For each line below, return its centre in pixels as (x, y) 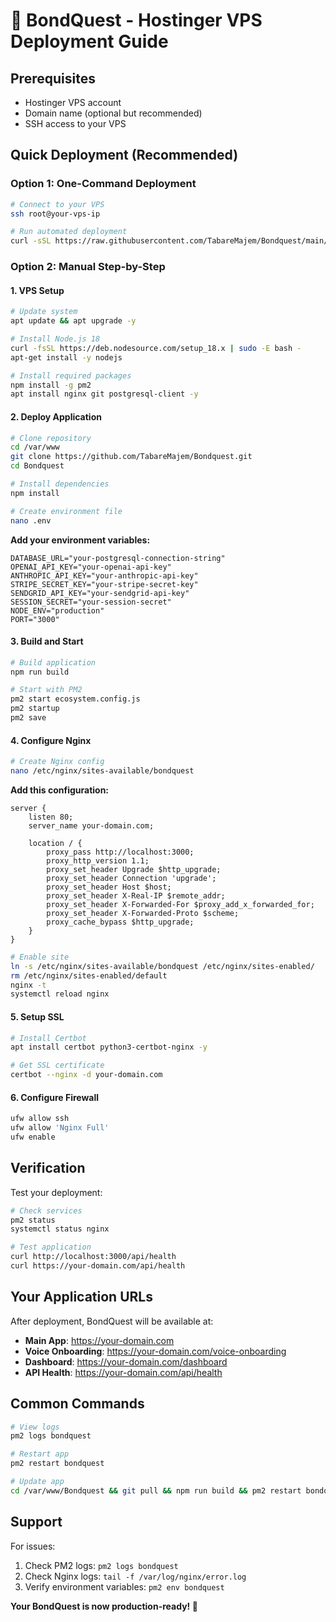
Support (36, 1522)
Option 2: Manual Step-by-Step (88, 267)
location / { (55, 843)
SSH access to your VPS (75, 123)
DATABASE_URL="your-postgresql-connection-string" (118, 558)
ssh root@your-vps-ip (55, 214)
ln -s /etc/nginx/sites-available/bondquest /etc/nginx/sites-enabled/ (162, 966)
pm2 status (33, 1220)
